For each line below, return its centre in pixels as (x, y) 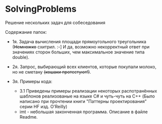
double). (21, 57)
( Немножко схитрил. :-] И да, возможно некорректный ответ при (81, 47)
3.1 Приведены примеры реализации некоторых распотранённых (88, 91)
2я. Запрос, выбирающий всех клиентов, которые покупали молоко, (84, 67)
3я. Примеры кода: (32, 81)
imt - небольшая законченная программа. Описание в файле (84, 112)
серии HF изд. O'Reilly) (43, 106)
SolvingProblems (41, 9)
